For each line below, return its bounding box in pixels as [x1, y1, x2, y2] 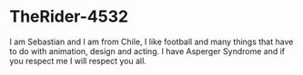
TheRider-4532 [9, 6, 129, 27]
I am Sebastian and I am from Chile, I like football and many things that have [9, 36, 294, 47]
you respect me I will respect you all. [9, 55, 147, 66]
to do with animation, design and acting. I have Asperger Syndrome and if [9, 45, 285, 56]
